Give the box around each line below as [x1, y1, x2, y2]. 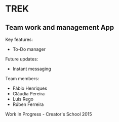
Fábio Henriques [12, 85, 47, 91]
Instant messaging [12, 66, 52, 72]
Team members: [5, 76, 39, 81]
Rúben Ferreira [12, 101, 44, 107]
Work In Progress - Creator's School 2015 [5, 111, 92, 117]
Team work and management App [5, 23, 114, 32]
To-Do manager [12, 46, 46, 52]
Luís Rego [12, 96, 34, 102]
